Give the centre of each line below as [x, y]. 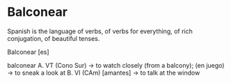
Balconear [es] [29, 52]
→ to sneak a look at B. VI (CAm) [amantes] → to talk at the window [104, 73]
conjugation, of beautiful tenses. [54, 38]
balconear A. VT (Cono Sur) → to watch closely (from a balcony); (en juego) [116, 65]
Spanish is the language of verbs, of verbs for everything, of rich [100, 31]
